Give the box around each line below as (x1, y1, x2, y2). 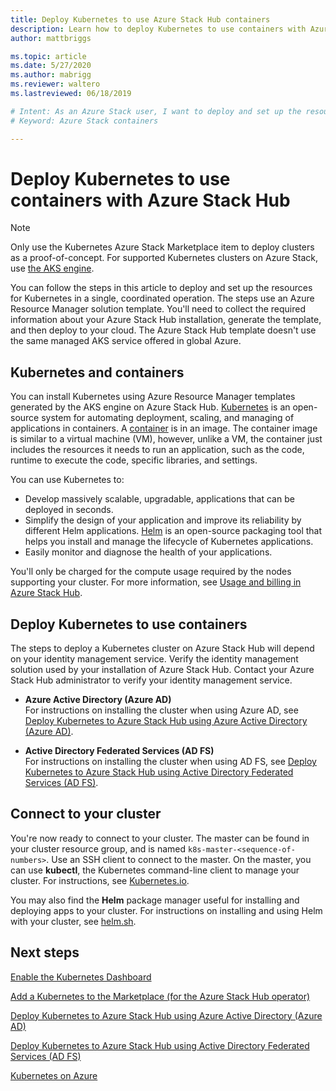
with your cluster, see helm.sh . (10, 915, 137, 927)
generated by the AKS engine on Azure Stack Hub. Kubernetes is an (10, 401, 291, 413)
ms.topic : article (10, 51, 87, 61)
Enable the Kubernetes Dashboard (10, 971, 152, 983)
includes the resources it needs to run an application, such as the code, (10, 444, 305, 456)
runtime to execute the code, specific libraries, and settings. (10, 454, 258, 466)
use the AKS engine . (10, 262, 95, 275)
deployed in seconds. (24, 504, 114, 516)
